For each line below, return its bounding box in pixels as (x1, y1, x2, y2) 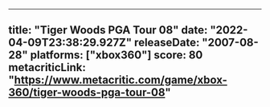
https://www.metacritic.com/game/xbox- (14, 73, 227, 87)
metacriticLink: (8, 61, 86, 74)
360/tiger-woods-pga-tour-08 (8, 85, 166, 100)
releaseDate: (133, 36, 200, 50)
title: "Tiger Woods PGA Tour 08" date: (8, 23, 208, 37)
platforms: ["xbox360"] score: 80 (30, 49, 203, 62)
